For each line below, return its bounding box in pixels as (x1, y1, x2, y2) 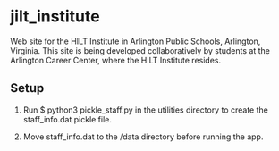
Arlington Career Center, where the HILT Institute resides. (10, 55, 222, 65)
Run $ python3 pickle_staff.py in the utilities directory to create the (22, 105, 269, 115)
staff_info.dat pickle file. (22, 113, 113, 124)
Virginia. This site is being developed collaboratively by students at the (10, 45, 271, 55)
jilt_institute (10, 6, 101, 27)
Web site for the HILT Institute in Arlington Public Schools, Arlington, (10, 36, 261, 46)
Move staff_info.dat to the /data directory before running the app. (22, 131, 264, 142)
